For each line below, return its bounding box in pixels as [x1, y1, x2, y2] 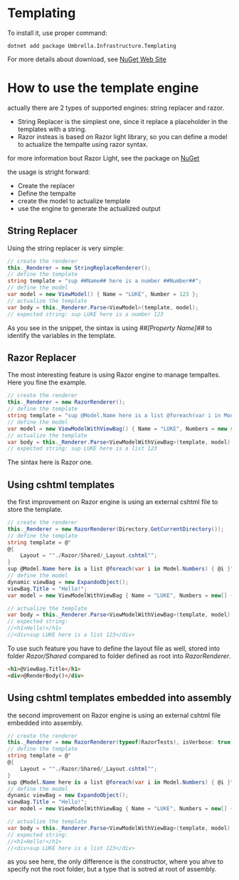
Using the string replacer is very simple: [7, 244, 124, 252]
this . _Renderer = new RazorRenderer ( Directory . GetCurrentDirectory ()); [7, 526, 224, 533]
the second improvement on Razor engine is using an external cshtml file [7, 711, 221, 720]
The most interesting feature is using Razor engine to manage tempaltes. [7, 371, 221, 379]
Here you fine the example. [7, 378, 87, 387]
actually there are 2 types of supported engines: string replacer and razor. [7, 103, 225, 112]
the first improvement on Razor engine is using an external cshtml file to [7, 498, 218, 506]
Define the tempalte [17, 189, 76, 198]
